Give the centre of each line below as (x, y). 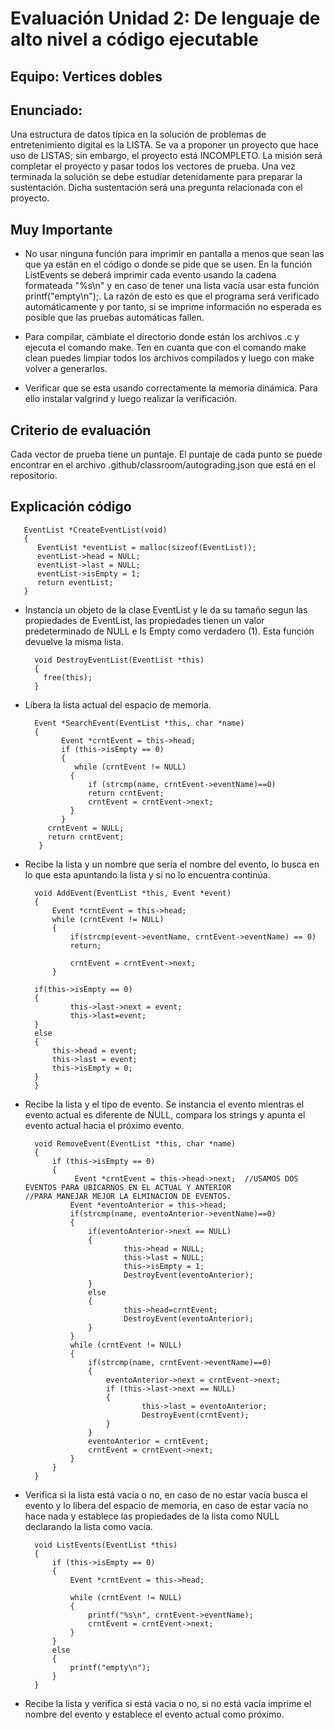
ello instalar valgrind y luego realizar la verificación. (131, 399)
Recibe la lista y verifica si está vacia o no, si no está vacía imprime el (168, 1703)
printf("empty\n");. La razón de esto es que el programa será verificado (172, 296)
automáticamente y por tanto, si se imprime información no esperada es (173, 307)
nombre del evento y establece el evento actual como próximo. (154, 1714)
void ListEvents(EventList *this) (106, 1545)
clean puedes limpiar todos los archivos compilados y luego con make (169, 358)
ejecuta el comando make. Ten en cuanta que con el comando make (165, 348)
